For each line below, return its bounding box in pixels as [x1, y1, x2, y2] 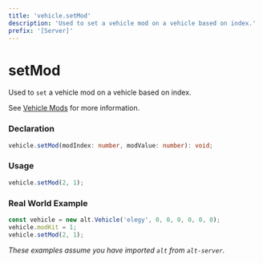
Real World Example [8, 197, 88, 208]
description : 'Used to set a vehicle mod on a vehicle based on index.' [8, 19, 257, 27]
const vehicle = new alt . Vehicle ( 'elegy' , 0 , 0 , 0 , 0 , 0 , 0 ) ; [8, 216, 221, 224]
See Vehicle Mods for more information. [8, 103, 140, 113]
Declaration [8, 123, 55, 135]
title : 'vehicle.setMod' [8, 11, 91, 20]
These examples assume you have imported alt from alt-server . [8, 245, 225, 255]
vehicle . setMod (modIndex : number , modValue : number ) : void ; [8, 141, 214, 149]
